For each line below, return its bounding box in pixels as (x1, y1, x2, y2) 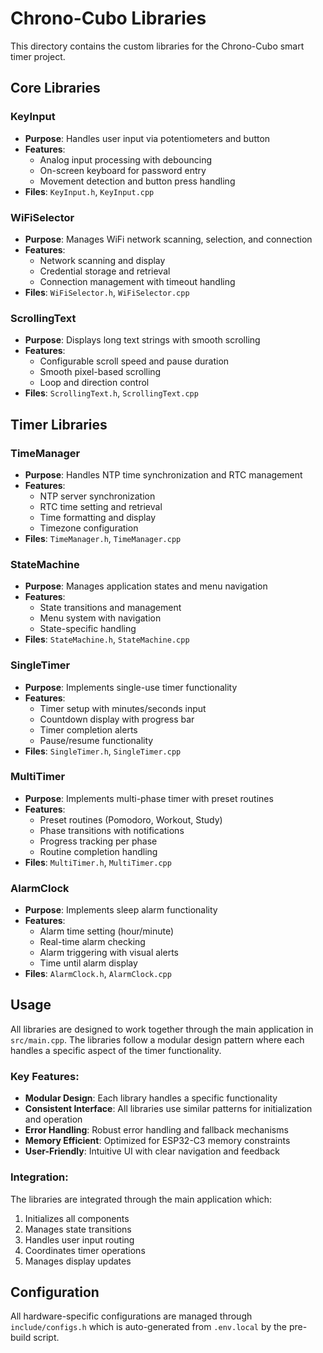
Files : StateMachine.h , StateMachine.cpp (24, 633, 190, 646)
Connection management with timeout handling (39, 275, 236, 287)
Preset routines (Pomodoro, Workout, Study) (39, 813, 223, 826)
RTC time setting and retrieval (39, 500, 163, 512)
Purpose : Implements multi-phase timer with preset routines (24, 792, 274, 804)
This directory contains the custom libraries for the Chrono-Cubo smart (10, 40, 305, 52)
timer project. (10, 50, 66, 62)
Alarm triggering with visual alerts (39, 947, 179, 959)
